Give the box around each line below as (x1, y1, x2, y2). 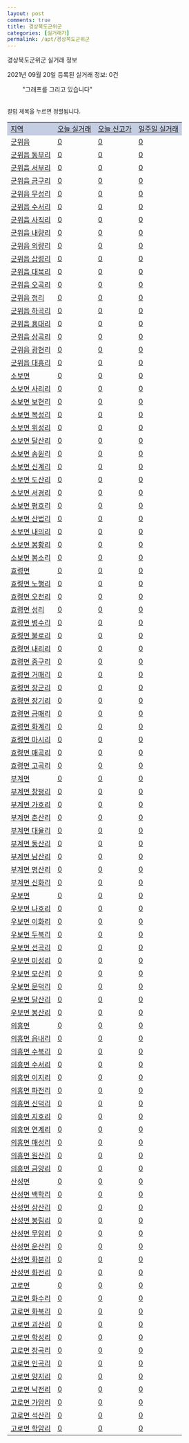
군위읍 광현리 (10, 345, 51, 355)
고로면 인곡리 (10, 1359, 51, 1369)
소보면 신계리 (10, 462, 51, 472)
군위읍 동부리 (10, 150, 51, 160)
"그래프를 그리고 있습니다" (22, 85, 93, 94)
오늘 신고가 (97, 124, 132, 134)
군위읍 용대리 (10, 320, 51, 329)
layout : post (7, 10, 45, 17)
